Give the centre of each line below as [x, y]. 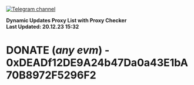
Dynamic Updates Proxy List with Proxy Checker [66, 20]
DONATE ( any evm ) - [58, 50]
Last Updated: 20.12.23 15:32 [43, 27]
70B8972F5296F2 [51, 75]
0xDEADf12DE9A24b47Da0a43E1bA [97, 63]
